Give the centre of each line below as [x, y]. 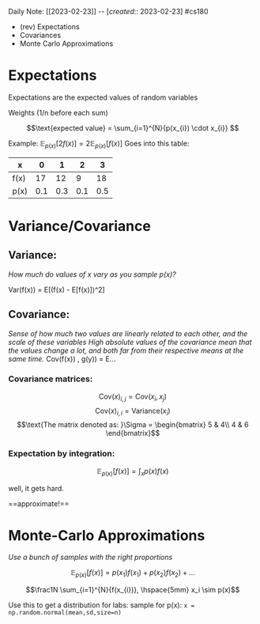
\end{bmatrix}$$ [133, 433]
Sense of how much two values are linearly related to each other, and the [128, 333]
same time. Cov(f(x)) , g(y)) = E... [62, 358]
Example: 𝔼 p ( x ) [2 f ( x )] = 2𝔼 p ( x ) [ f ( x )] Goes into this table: [99, 144]
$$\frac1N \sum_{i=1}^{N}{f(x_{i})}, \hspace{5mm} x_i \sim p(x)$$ [133, 590]
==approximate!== [39, 503]
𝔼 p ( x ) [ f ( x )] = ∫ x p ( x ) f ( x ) [133, 472]
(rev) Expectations [50, 26]
